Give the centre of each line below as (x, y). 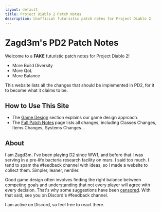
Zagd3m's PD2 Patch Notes (62, 43)
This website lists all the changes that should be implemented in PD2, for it (80, 85)
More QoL (22, 71)
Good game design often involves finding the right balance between (73, 179)
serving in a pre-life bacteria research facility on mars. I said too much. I (77, 160)
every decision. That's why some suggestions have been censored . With (78, 190)
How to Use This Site (37, 106)
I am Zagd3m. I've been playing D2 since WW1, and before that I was (74, 155)
